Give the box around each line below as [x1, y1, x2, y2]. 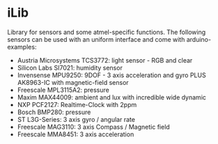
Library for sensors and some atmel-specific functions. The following [7, 28, 206, 36]
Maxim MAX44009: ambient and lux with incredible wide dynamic [17, 93, 207, 102]
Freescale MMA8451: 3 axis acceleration [17, 130, 134, 138]
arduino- [186, 35, 211, 43]
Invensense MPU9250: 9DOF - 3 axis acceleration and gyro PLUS [17, 71, 207, 79]
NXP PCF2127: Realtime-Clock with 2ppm [17, 100, 137, 109]
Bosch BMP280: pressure [17, 108, 91, 116]
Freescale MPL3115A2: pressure [17, 86, 109, 94]
